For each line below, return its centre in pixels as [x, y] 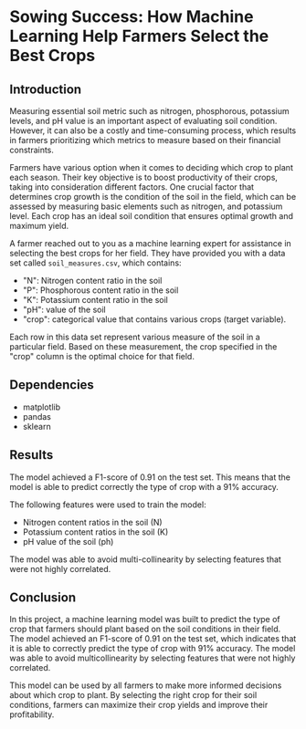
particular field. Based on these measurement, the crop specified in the [143, 347]
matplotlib [42, 407]
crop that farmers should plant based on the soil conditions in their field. [145, 629]
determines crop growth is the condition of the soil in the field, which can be [153, 197]
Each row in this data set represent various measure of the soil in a [135, 337]
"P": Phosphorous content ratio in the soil [100, 290]
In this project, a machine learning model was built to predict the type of [145, 620]
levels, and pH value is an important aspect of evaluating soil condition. [143, 121]
